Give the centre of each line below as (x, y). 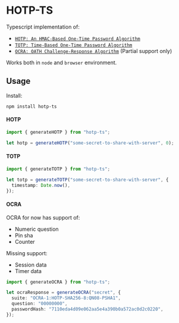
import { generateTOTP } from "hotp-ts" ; (58, 169)
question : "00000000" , (40, 304)
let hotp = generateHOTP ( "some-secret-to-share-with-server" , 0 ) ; (90, 143)
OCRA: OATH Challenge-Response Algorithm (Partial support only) (93, 51)
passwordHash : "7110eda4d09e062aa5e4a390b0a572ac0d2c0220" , (87, 309)
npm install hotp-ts (32, 106)
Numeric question (37, 229)
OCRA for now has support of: (43, 217)
